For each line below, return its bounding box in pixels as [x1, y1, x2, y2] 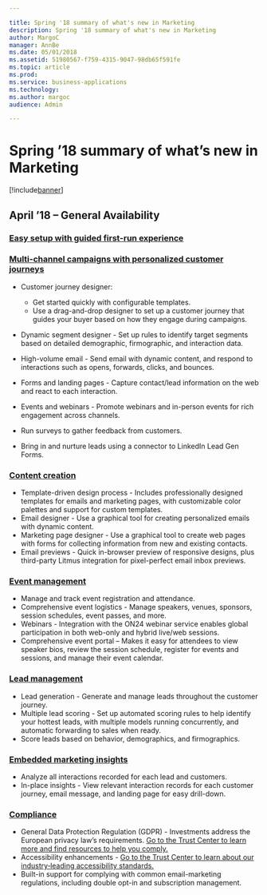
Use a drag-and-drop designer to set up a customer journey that [32, 305, 245, 316]
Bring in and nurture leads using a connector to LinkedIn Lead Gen [20, 441, 239, 451]
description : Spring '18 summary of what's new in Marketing [9, 26, 217, 34]
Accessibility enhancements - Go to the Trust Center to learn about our [20, 853, 254, 862]
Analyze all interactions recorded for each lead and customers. [20, 772, 228, 782]
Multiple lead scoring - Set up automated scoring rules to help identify [20, 708, 252, 718]
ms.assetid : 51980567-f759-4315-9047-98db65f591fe [9, 56, 181, 64]
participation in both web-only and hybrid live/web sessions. [20, 628, 220, 638]
